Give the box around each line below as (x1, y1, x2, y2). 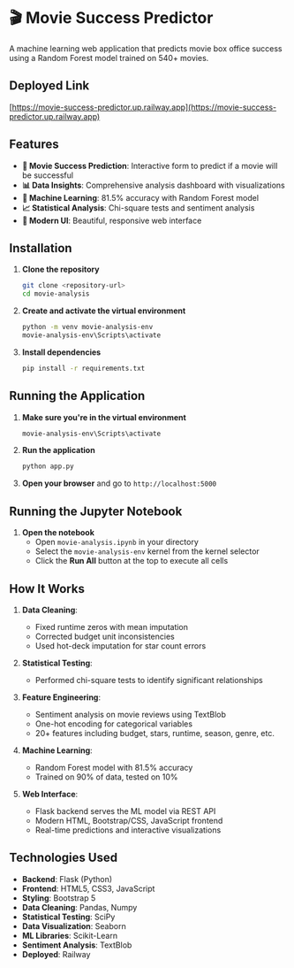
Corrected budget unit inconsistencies (34, 631, 175, 641)
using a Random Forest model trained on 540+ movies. (9, 52, 209, 63)
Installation (9, 241, 72, 256)
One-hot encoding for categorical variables (34, 718, 192, 729)
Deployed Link (9, 78, 90, 94)
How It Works (9, 581, 86, 596)
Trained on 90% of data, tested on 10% (34, 772, 178, 782)
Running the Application (9, 388, 146, 403)
